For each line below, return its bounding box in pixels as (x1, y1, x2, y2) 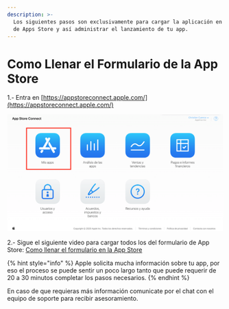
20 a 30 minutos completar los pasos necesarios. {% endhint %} (7, 273, 190, 281)
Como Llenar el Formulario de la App (7, 56, 218, 72)
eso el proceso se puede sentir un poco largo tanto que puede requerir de (7, 266, 217, 275)
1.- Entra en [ (7, 94, 43, 102)
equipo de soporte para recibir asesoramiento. (7, 294, 138, 302)
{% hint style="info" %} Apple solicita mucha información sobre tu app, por (7, 259, 220, 267)
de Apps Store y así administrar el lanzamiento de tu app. (13, 25, 189, 32)
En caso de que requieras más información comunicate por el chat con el (7, 286, 214, 295)
